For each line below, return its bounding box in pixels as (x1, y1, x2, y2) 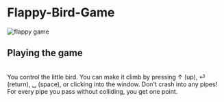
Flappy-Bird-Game (7, 5, 115, 21)
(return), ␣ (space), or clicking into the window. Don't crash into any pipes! (7, 80, 218, 88)
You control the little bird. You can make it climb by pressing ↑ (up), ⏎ (7, 73, 206, 81)
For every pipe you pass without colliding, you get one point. (7, 87, 178, 95)
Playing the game (7, 47, 84, 59)
